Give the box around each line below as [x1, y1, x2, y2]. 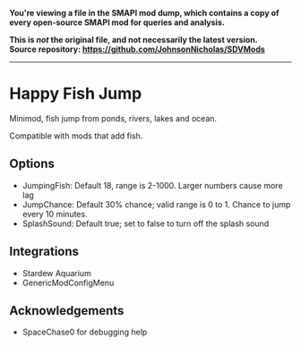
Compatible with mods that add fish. [9, 130, 143, 141]
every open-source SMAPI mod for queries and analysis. [9, 17, 226, 28]
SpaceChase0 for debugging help [21, 326, 148, 338]
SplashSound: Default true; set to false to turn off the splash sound [21, 218, 270, 229]
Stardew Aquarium [21, 267, 91, 278]
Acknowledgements [9, 303, 125, 318]
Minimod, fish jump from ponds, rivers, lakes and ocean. [9, 113, 218, 123]
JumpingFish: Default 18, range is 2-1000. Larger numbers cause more [21, 180, 284, 190]
